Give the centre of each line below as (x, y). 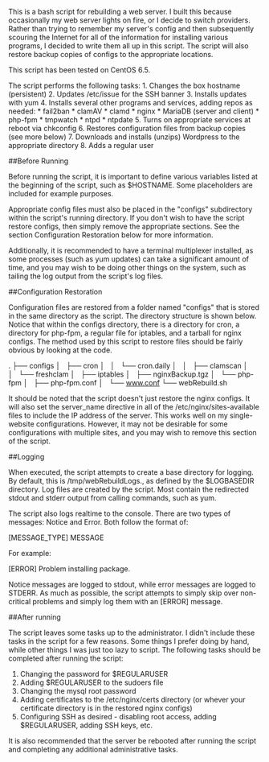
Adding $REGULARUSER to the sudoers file (92, 682)
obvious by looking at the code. (60, 350)
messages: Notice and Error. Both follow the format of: (98, 522)
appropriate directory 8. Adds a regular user (81, 145)
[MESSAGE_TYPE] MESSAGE (56, 538)
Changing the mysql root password (78, 691)
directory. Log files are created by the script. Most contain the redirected (128, 489)
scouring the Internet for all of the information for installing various (118, 37)
